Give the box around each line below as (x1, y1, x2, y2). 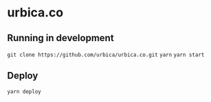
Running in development (7, 32, 115, 44)
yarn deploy (7, 88, 41, 95)
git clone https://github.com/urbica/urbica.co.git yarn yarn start (7, 51, 205, 58)
